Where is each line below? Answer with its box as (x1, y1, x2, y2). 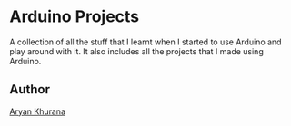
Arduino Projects (9, 6, 140, 27)
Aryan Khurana (9, 106, 66, 117)
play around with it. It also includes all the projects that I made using (9, 45, 264, 56)
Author (9, 82, 50, 97)
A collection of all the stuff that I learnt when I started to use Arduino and (9, 36, 282, 47)
